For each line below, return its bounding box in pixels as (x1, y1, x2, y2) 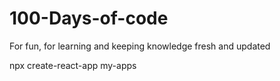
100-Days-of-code (9, 7, 169, 30)
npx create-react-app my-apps (9, 59, 137, 71)
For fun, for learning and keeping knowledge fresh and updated (9, 40, 271, 52)
